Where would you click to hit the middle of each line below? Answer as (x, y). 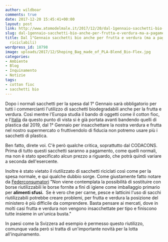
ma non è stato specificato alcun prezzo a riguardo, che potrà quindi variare (83, 156)
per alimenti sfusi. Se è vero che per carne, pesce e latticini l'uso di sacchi (83, 192)
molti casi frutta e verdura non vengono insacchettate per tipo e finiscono (81, 208)
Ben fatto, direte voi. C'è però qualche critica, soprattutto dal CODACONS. (81, 145)
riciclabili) (23, 43)
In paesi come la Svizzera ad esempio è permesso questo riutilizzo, (74, 223)
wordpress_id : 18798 (27, 47)
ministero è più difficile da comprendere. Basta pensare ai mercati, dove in (82, 203)
